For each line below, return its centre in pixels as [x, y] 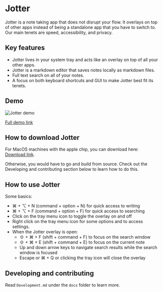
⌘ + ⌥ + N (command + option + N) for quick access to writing [76, 206]
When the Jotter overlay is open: [45, 232]
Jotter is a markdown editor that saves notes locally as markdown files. [83, 70]
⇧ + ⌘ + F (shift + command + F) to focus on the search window [85, 237]
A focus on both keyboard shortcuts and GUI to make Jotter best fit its [83, 80]
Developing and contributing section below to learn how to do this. [72, 169]
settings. [21, 227]
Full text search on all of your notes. [48, 75]
